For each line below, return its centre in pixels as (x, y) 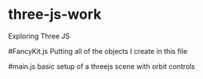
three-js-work (55, 14)
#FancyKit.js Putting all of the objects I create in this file (98, 51)
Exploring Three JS (39, 36)
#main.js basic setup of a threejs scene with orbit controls (102, 66)
